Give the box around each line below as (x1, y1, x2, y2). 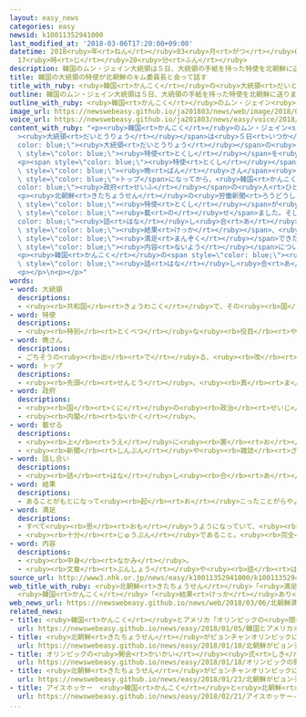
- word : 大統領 (9, 285, 63, 294)
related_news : (9, 608, 64, 617)
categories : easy (9, 22, 76, 31)
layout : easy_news (9, 13, 79, 23)
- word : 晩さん (9, 336, 63, 345)
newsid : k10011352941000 (9, 30, 104, 39)
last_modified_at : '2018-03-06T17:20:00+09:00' (9, 38, 194, 48)
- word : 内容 (9, 539, 56, 548)
